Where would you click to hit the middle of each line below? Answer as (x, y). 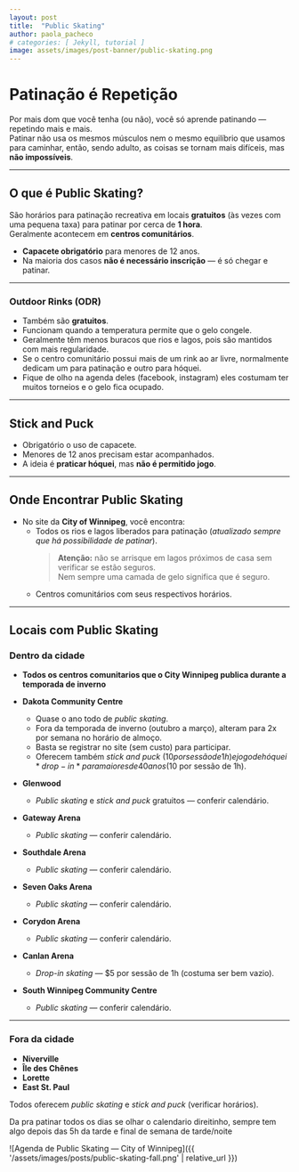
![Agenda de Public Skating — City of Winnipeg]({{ (102, 1148)
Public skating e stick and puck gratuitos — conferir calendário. (152, 801)
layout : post (33, 17)
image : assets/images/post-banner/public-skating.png (111, 51)
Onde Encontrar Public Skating (97, 500)
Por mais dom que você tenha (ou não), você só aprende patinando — (138, 119)
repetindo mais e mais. (51, 129)
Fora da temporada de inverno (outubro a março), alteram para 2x (156, 728)
